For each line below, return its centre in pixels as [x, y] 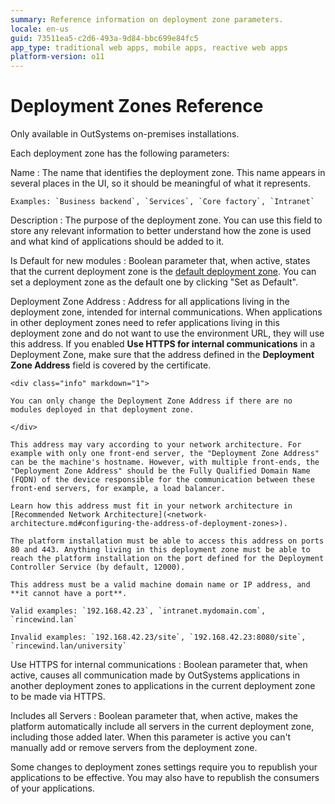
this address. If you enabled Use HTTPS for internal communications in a [163, 344]
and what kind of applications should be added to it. [117, 242]
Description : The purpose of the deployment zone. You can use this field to [166, 220]
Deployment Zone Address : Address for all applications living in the [150, 302]
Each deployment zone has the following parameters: [120, 153]
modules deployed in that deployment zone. [102, 410]
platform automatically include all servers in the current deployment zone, [162, 727]
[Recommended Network [55, 515]
